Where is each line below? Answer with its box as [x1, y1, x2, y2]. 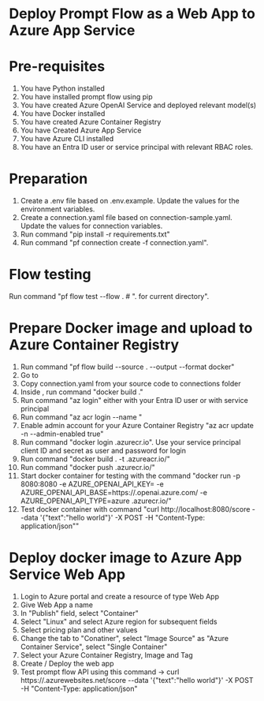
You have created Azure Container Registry [20, 117, 162, 127]
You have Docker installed [20, 109, 106, 118]
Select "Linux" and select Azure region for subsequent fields [20, 617, 218, 626]
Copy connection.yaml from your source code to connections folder [20, 378, 241, 388]
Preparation [9, 170, 88, 188]
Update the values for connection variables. [20, 222, 163, 231]
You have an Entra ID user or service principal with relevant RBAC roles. [20, 143, 254, 152]
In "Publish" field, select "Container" [20, 608, 139, 617]
